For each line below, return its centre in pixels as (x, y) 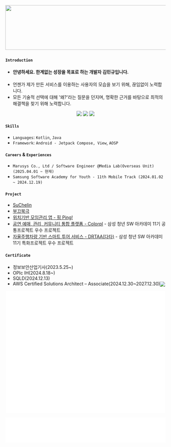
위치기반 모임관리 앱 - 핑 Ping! (42, 217)
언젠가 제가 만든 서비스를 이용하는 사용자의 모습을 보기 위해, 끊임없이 (80, 84)
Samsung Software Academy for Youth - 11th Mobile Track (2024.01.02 (88, 177)
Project (13, 194)
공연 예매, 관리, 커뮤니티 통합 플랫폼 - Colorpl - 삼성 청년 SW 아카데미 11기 (87, 224)
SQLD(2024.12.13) (31, 278)
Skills (12, 127)
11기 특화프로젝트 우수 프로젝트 (43, 243)
